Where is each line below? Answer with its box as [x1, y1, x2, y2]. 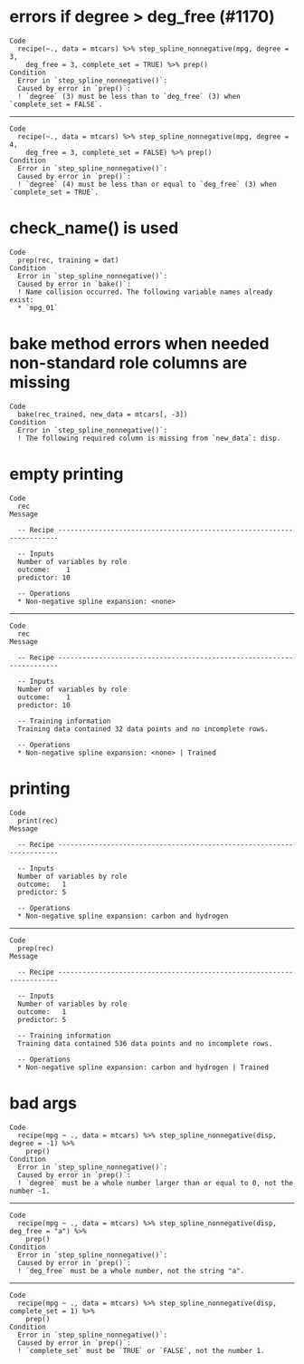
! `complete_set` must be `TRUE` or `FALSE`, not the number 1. [17, 1346, 265, 1355]
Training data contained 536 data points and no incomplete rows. [17, 1038, 273, 1048]
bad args [9, 1093, 77, 1113]
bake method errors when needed [9, 334, 270, 355]
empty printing [9, 464, 124, 484]
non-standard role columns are [9, 353, 248, 374]
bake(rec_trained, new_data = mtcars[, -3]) [17, 410, 188, 419]
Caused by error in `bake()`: [17, 279, 131, 288]
